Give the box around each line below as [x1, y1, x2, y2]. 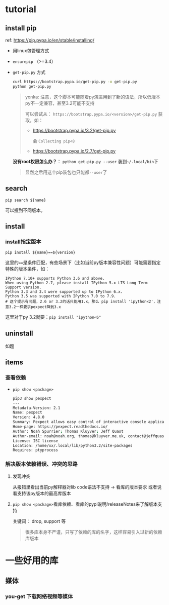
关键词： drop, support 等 [12, 518, 66, 524]
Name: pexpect [12, 410, 42, 415]
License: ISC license [12, 438, 58, 443]
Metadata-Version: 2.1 [12, 405, 61, 410]
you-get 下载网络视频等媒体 [5, 593, 73, 600]
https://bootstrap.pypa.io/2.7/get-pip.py [32, 148, 116, 154]
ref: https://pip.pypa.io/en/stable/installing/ [5, 37, 95, 43]
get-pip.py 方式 [12, 69, 46, 75]
